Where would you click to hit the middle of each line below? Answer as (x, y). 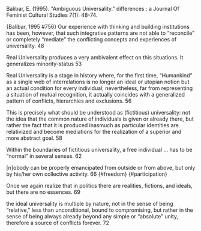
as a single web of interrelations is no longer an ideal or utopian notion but (98, 82)
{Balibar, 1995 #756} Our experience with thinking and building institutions (98, 27)
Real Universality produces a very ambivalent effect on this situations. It (95, 57)
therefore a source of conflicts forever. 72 (58, 223)
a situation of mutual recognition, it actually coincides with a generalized (95, 94)
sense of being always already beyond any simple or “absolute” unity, (92, 216)
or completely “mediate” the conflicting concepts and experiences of (91, 39)
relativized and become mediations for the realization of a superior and (94, 132)
